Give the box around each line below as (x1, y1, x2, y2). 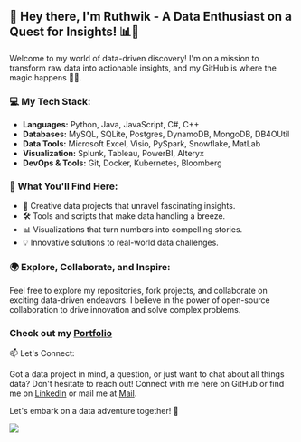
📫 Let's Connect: (9, 348, 75, 358)
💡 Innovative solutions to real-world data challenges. (22, 237, 219, 249)
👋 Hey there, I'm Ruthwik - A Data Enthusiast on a (9, 9, 292, 24)
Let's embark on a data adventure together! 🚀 (9, 406, 179, 416)
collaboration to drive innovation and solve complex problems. (9, 304, 241, 315)
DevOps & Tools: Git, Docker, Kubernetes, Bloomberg (22, 157, 223, 168)
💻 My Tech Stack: (9, 95, 91, 108)
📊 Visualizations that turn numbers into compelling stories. (22, 224, 243, 235)
